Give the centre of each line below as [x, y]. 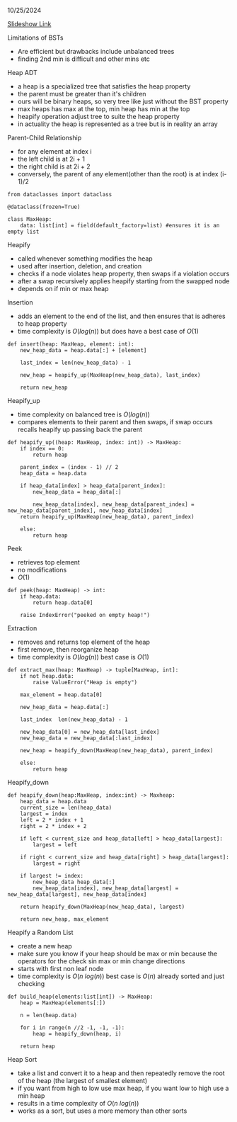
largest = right [57, 863]
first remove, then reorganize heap [68, 650]
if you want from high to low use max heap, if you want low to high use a [123, 1088]
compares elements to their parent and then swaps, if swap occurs [115, 422]
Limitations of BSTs [35, 38]
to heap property [42, 324]
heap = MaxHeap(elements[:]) [63, 1003]
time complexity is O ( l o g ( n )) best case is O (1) [83, 657]
